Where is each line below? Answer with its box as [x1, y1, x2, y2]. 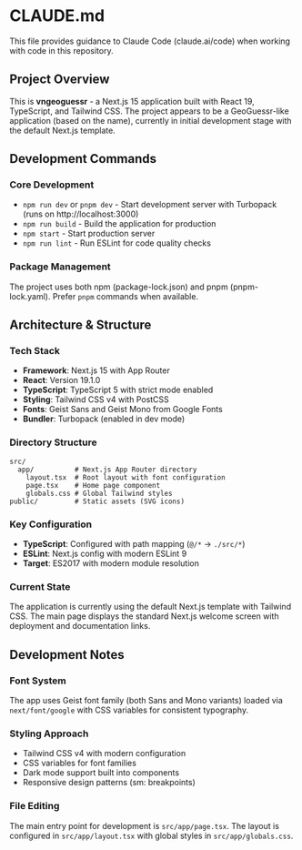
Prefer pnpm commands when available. [52, 290, 198, 301]
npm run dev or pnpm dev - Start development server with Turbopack [22, 199, 277, 210]
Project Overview [9, 72, 110, 87]
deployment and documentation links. [9, 621, 151, 632]
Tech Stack [9, 345, 61, 358]
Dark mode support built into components [22, 767, 180, 778]
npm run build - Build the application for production [22, 218, 216, 229]
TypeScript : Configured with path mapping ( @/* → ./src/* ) [22, 539, 246, 550]
